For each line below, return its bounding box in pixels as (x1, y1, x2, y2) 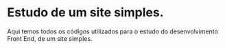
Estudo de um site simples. (7, 5, 164, 20)
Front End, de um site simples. (7, 34, 93, 42)
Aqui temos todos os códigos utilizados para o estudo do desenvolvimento (7, 27, 218, 35)
